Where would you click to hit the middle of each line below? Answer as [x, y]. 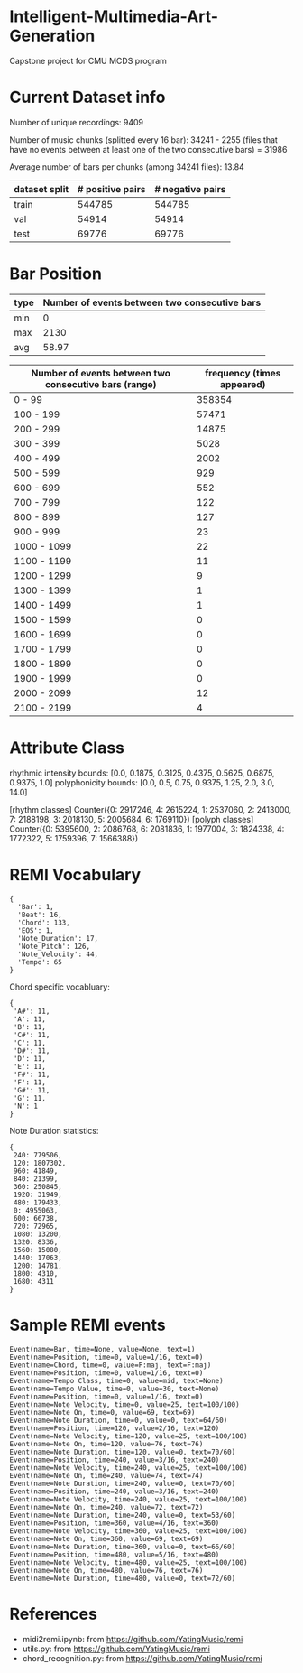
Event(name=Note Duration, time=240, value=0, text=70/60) [123, 1483]
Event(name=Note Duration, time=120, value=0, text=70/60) [123, 1452]
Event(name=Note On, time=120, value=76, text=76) [106, 1444]
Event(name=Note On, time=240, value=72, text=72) [106, 1507]
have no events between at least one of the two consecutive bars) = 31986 [148, 149]
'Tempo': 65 [40, 962]
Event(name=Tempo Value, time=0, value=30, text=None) [115, 1389]
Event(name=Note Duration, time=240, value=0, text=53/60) [123, 1515]
